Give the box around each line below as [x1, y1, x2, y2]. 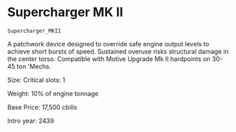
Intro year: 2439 [7, 117, 54, 125]
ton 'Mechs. [16, 62, 51, 70]
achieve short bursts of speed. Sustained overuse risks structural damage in [7, 47, 229, 55]
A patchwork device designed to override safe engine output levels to [7, 39, 210, 48]
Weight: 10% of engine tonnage [7, 89, 99, 98]
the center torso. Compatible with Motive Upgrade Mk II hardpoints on [7, 54, 211, 63]
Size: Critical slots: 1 [7, 75, 66, 84]
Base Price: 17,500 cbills [7, 103, 77, 111]
